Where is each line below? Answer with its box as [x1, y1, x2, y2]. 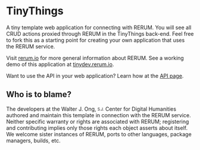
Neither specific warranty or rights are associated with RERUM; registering [6, 118, 189, 125]
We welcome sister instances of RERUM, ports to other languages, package [6, 130, 192, 137]
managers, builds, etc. [6, 137, 61, 144]
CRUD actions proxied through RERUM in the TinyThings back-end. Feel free [6, 30, 194, 37]
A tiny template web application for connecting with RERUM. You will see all [6, 24, 192, 31]
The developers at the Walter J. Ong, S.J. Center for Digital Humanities [6, 105, 177, 112]
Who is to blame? [6, 89, 72, 99]
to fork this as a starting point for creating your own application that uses [6, 36, 185, 43]
